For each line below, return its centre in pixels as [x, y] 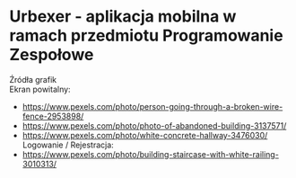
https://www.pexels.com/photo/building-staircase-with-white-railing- [151, 154]
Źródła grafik [33, 79]
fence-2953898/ [53, 116]
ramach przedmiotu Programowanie [147, 36]
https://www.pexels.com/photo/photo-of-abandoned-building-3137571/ [154, 125]
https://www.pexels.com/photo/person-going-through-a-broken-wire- [152, 106]
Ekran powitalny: [40, 89]
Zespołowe [52, 55]
